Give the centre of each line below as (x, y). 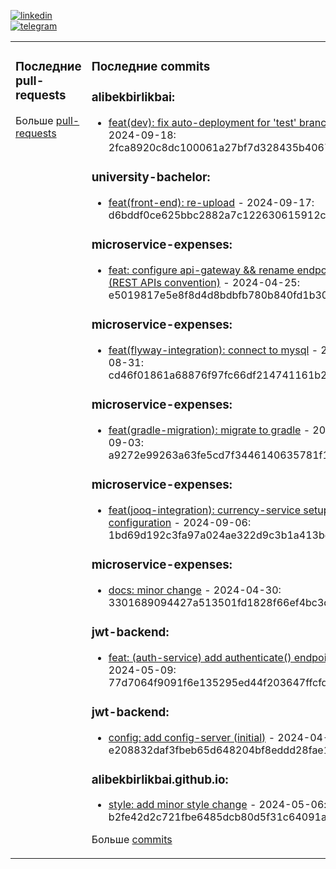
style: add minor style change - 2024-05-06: (217, 805)
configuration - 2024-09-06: (180, 522)
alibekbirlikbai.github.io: (160, 779)
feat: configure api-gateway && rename (201, 270)
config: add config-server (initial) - (191, 737)
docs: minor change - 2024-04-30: (195, 590)
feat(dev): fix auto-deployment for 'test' (202, 123)
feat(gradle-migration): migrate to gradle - (209, 430)
